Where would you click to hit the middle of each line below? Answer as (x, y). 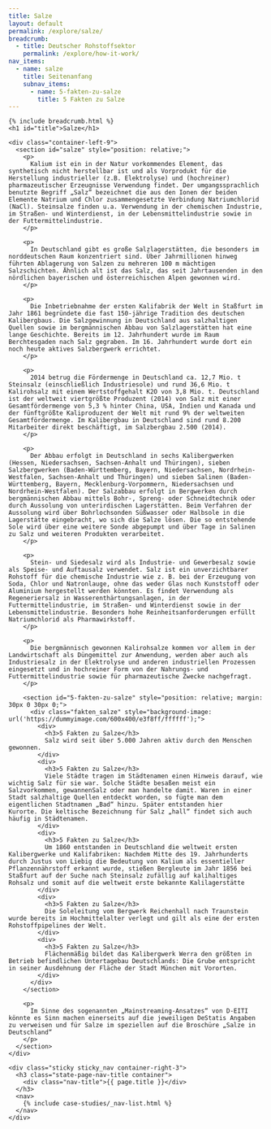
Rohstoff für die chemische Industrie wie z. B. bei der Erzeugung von (132, 577)
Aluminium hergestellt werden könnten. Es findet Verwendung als (121, 591)
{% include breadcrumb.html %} (61, 122)
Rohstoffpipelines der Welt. (58, 926)
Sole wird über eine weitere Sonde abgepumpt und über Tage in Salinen (132, 527)
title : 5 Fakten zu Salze (82, 99)
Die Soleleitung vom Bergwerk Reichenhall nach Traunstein (146, 912)
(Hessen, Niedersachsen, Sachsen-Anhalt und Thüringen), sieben (119, 463)
